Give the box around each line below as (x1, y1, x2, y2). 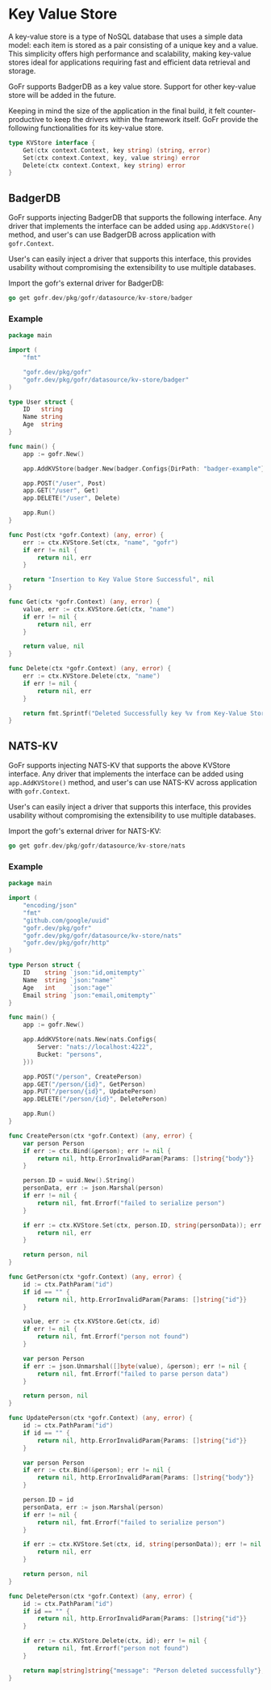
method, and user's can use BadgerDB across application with (8, 230, 216, 239)
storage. (8, 65, 36, 75)
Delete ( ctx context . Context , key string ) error (23, 161, 186, 170)
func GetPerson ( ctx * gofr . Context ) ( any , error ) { (8, 1273, 182, 1282)
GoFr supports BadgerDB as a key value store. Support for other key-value (8, 82, 256, 91)
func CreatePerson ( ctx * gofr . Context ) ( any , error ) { (8, 1131, 194, 1140)
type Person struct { (8, 961, 81, 970)
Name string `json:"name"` (23, 976, 117, 984)
